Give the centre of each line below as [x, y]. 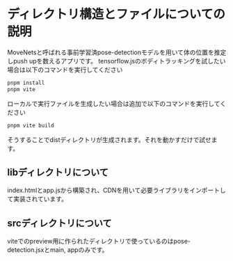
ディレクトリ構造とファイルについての [116, 14]
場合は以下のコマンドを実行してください [65, 70]
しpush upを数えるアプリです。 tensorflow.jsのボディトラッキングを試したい [116, 61]
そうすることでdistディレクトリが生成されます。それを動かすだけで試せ [110, 139]
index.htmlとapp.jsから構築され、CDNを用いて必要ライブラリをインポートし [116, 190]
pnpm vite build [31, 125]
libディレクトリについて [58, 172]
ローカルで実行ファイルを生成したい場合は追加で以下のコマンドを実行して [114, 103]
